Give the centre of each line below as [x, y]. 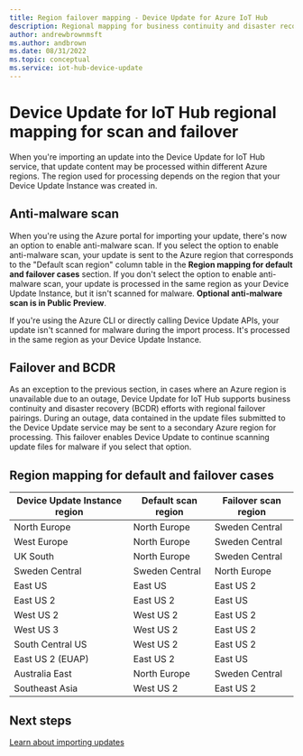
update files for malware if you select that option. [101, 447]
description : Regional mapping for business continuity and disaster [143, 26]
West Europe [41, 542]
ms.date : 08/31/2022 [48, 51]
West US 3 [37, 630]
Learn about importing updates [67, 742]
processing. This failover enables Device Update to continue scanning [140, 438]
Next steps [41, 720]
